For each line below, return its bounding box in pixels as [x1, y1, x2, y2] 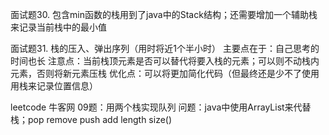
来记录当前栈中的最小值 [10, 21, 107, 33]
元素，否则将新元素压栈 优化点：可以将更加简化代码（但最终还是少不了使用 [10, 68, 320, 79]
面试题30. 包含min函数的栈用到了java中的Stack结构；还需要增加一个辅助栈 [10, 9, 318, 20]
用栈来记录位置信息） [10, 80, 98, 92]
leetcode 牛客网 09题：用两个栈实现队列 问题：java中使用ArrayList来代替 [10, 101, 312, 113]
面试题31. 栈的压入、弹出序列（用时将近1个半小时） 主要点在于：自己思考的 [10, 43, 320, 54]
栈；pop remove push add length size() [10, 114, 173, 125]
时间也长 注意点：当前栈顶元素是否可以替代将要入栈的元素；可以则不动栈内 [10, 55, 320, 67]
